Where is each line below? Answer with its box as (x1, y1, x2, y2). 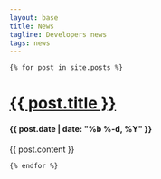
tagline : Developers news (9, 30, 107, 39)
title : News (9, 22, 54, 31)
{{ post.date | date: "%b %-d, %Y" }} (9, 124, 152, 135)
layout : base (9, 13, 59, 23)
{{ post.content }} (9, 144, 75, 155)
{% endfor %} (9, 161, 59, 170)
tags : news (9, 38, 51, 48)
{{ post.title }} (9, 93, 117, 114)
